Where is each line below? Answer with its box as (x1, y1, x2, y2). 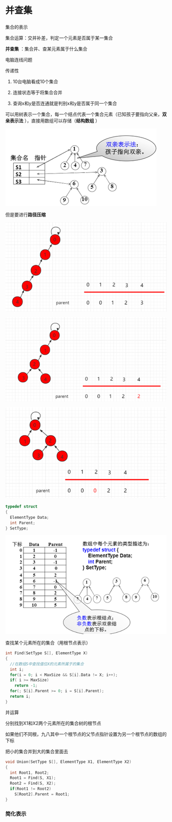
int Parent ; (10, 520, 36, 525)
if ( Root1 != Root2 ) (10, 786, 52, 792)
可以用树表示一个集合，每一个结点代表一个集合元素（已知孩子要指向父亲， (5, 111, 162, 118)
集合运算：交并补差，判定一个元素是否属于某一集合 (5, 35, 113, 41)
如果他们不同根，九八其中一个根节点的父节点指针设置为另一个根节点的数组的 (5, 731, 167, 737)
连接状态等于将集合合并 (12, 89, 62, 95)
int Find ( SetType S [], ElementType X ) (5, 651, 88, 656)
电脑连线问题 (5, 57, 32, 63)
